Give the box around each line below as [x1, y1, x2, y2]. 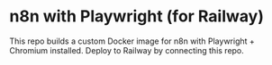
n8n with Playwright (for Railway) [9, 6, 264, 27]
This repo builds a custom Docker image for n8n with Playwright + [9, 36, 255, 46]
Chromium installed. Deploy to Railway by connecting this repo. [9, 45, 245, 55]
